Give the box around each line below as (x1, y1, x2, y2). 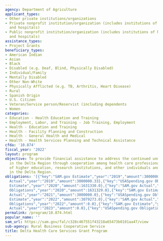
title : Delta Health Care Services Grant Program (5, 228, 108, 233)
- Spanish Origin (5, 93, 40, 98)
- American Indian (5, 52, 42, 57)
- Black (5, 61, 21, 66)
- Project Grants (5, 43, 40, 48)
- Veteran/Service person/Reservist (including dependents (5, 102, 127, 107)
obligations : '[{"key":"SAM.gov (5, 174, 70, 179)
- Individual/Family (5, 70, 47, 75)
